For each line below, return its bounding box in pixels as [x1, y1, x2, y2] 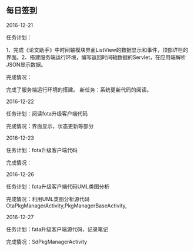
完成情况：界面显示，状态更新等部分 [6, 123, 94, 130]
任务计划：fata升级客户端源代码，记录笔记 [6, 226, 109, 233]
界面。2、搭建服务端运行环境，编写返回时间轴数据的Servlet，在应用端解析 [6, 54, 186, 61]
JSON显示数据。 [6, 61, 46, 68]
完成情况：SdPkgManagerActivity [6, 238, 88, 245]
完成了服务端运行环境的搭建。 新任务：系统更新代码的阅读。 [6, 86, 152, 93]
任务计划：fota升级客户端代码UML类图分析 [6, 183, 110, 190]
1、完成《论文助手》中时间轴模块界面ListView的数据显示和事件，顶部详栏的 [6, 46, 189, 53]
